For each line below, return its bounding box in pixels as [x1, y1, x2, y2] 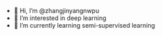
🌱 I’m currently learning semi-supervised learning [13, 21, 156, 29]
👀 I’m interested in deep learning [13, 14, 107, 22]
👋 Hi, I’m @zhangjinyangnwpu [13, 7, 100, 15]
